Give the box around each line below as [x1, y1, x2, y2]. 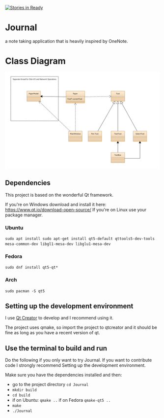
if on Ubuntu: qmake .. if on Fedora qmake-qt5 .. [12, 397, 111, 403]
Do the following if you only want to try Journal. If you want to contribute [5, 357, 152, 363]
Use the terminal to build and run [5, 344, 107, 352]
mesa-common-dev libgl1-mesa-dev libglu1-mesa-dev [5, 242, 111, 246]
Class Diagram [5, 56, 66, 67]
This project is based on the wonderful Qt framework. [5, 192, 114, 198]
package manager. [5, 212, 43, 218]
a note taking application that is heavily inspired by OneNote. [5, 38, 129, 44]
